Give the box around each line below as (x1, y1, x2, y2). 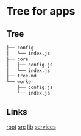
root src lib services (6, 123, 56, 131)
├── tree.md (6, 73, 37, 79)
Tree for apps (6, 4, 76, 18)
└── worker (6, 79, 34, 85)
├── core (6, 56, 29, 62)
